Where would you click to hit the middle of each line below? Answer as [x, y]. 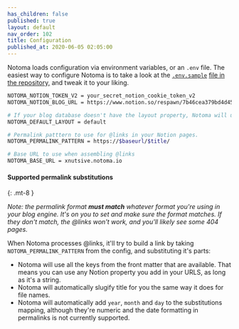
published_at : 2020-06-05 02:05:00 [60, 47]
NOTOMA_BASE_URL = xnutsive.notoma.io [65, 161]
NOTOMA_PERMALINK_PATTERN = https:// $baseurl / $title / [89, 141]
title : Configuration [39, 41]
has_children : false [38, 14]
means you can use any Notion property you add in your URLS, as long [122, 273]
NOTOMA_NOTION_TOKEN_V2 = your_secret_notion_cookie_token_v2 [101, 96]
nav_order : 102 [30, 34]
